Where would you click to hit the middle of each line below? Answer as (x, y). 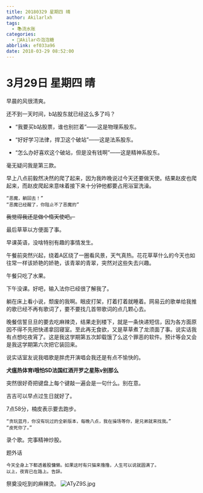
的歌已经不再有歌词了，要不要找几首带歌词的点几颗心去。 (78, 309)
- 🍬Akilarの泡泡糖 (33, 40)
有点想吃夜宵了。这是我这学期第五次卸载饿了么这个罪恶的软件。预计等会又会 (101, 337)
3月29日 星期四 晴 (51, 83)
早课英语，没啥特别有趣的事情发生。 (51, 242)
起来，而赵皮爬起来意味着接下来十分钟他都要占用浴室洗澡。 (80, 186)
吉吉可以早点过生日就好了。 (41, 396)
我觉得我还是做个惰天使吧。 (41, 217)
